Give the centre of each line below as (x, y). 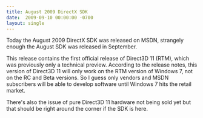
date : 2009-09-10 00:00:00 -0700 (50, 18)
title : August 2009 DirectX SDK (47, 12)
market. (16, 91)
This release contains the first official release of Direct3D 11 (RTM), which (98, 59)
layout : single (25, 23)
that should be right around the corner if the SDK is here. (77, 109)
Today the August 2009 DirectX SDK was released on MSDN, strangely (95, 41)
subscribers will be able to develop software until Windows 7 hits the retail (99, 84)
